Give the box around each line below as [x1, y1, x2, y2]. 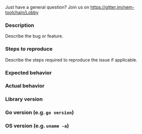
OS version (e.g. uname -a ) [5, 123, 69, 130]
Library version [5, 96, 43, 103]
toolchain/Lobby [5, 9, 39, 15]
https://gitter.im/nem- [90, 4, 135, 10]
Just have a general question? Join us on [5, 4, 90, 10]
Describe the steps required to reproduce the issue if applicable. [5, 57, 138, 63]
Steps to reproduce [5, 46, 53, 53]
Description [5, 22, 34, 29]
